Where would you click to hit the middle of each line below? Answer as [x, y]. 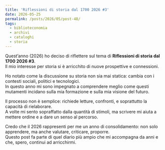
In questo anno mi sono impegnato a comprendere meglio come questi [77, 86]
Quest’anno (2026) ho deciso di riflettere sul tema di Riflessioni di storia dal [82, 56]
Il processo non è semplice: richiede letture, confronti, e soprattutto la [76, 101]
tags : [11, 23]
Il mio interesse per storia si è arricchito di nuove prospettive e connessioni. [82, 66]
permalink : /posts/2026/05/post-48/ [43, 19]
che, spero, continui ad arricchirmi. [41, 142]
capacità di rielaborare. [29, 106]
